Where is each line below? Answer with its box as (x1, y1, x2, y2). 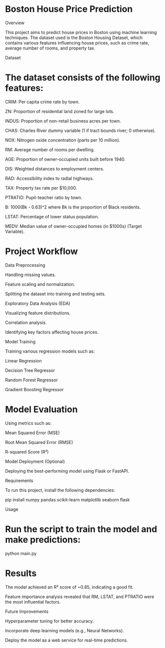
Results (5, 567, 37, 579)
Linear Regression (5, 358, 42, 364)
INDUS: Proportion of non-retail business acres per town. (5, 118, 121, 124)
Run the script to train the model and (5, 524, 158, 534)
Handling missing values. (5, 272, 56, 278)
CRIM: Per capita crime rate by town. (5, 99, 80, 105)
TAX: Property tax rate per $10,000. (5, 185, 77, 191)
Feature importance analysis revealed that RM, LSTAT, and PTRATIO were (5, 594, 154, 600)
